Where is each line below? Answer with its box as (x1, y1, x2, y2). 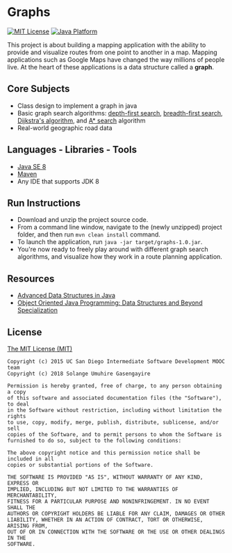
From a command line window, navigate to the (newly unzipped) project (17, 223, 222, 232)
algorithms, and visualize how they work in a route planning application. (17, 253, 222, 261)
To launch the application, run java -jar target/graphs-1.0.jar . (17, 238, 203, 246)
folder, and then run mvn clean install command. (17, 230, 161, 239)
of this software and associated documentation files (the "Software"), (7, 394, 222, 401)
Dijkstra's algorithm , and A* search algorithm (17, 116, 146, 125)
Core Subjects (7, 83, 70, 95)
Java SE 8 (17, 162, 47, 170)
